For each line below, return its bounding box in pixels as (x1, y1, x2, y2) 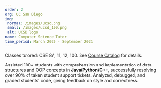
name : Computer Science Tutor (5, 35, 67, 40)
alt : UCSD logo (7, 30, 38, 35)
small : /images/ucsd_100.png (7, 25, 67, 30)
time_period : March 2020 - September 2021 (5, 39, 93, 44)
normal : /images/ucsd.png (7, 21, 60, 26)
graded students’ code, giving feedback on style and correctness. (5, 77, 139, 83)
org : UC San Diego (5, 12, 43, 17)
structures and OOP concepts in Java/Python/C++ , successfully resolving (5, 67, 156, 73)
